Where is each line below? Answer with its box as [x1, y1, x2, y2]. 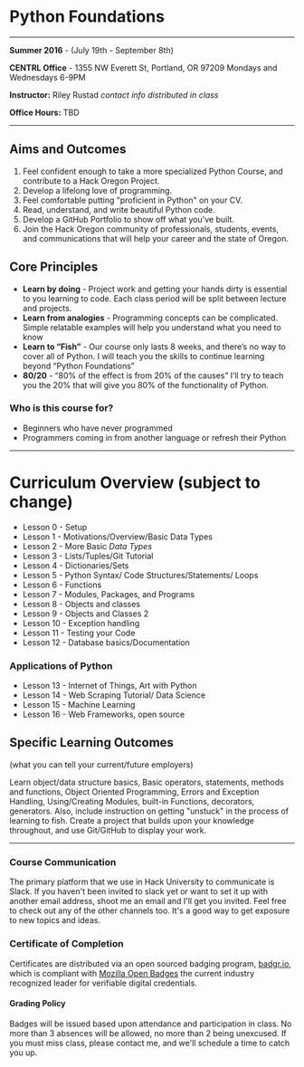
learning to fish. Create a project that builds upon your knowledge [9, 815, 255, 825]
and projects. [22, 302, 72, 313]
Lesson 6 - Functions [22, 579, 102, 590]
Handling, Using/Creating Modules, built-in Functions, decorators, [9, 795, 255, 806]
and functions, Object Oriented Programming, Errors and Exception [9, 786, 260, 797]
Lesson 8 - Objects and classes [22, 598, 141, 609]
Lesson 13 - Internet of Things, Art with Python [22, 681, 197, 691]
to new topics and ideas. [9, 915, 101, 926]
